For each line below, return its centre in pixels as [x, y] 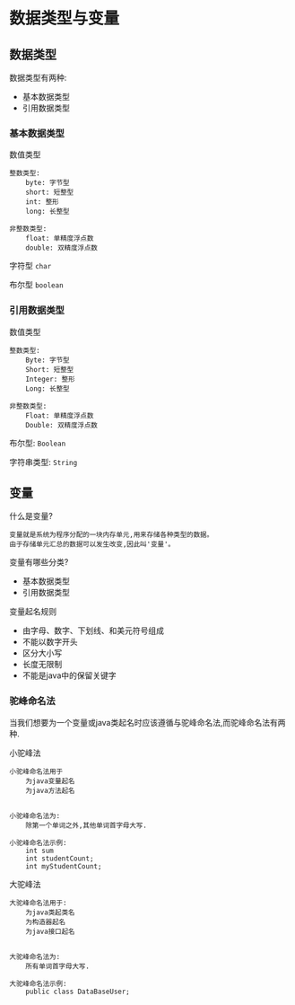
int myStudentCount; [64, 866]
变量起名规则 [33, 612]
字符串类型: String [43, 462]
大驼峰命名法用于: [38, 903]
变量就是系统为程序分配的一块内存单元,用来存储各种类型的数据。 [111, 535]
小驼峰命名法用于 [36, 771]
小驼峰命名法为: [35, 815]
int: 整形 [43, 202]
